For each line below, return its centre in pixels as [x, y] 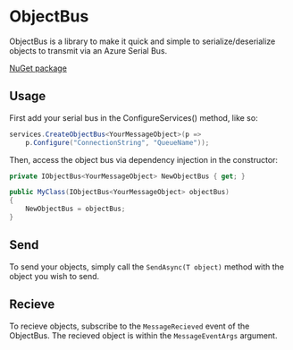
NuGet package [38, 68]
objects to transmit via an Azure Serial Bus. [88, 50]
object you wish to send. [54, 276]
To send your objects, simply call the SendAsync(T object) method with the [146, 267]
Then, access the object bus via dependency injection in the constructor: [144, 159]
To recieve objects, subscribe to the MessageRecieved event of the [130, 326]
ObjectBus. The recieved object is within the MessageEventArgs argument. [143, 335]
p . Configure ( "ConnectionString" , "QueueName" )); [117, 142]
